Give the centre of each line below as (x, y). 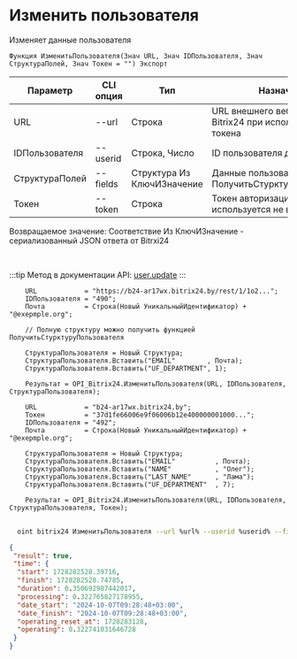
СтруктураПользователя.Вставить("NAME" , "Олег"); (140, 469)
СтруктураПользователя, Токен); (69, 508)
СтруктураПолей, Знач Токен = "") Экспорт (88, 64)
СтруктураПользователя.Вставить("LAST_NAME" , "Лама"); (140, 477)
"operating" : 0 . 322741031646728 (77, 630)
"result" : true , (43, 556)
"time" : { (31, 564)
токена (226, 133)
